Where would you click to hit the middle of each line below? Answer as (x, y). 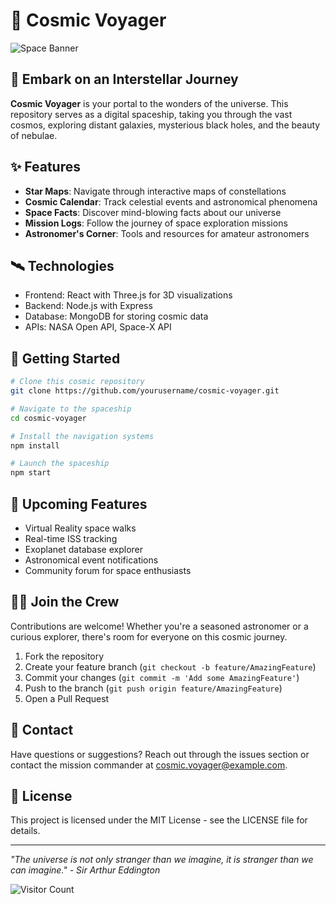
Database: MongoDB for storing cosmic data (116, 316)
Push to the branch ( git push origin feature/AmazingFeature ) (153, 688)
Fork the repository (64, 656)
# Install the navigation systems (82, 436)
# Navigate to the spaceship (71, 409)
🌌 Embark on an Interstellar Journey (124, 79)
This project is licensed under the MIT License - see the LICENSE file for (159, 820)
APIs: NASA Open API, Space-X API (98, 327)
